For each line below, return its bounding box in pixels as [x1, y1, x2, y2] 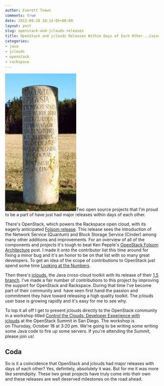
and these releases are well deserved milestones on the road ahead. [5, 376, 143, 382]
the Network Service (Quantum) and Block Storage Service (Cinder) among [5, 232, 157, 238]
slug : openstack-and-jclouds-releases [5, 28, 84, 34]
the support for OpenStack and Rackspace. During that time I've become [5, 283, 152, 288]
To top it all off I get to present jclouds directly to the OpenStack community [5, 307, 158, 313]
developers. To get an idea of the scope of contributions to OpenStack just [5, 258, 155, 264]
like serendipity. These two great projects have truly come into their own [5, 371, 150, 377]
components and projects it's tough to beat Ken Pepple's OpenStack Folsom [5, 242, 159, 248]
